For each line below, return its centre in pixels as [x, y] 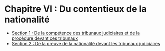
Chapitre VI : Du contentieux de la [76, 9]
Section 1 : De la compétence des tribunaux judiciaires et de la [76, 33]
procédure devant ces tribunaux [45, 38]
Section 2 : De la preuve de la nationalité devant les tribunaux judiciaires [86, 43]
